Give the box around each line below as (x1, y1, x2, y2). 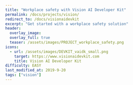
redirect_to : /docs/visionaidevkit (5, 16, 79, 21)
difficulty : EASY (5, 63, 41, 68)
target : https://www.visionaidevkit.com (14, 53, 99, 59)
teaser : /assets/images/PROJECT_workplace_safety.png (9, 40, 124, 45)
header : (5, 26, 21, 31)
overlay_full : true (9, 35, 50, 40)
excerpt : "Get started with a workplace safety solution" (5, 21, 128, 26)
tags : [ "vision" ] (5, 72, 41, 77)
